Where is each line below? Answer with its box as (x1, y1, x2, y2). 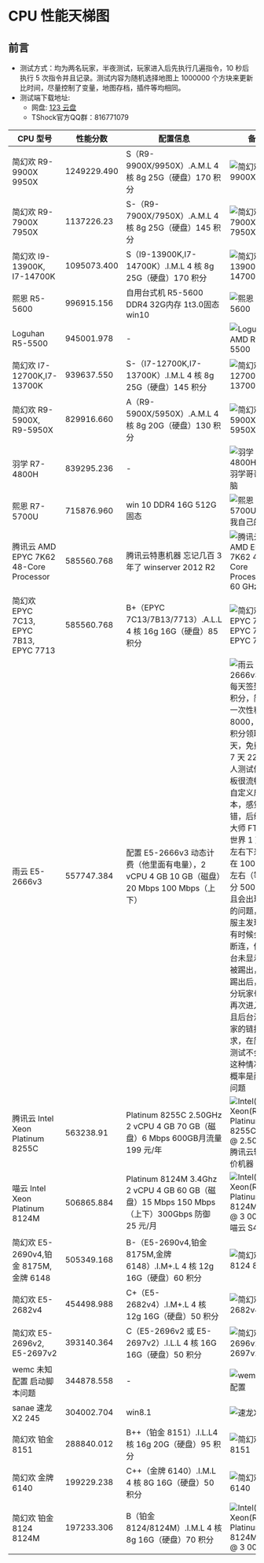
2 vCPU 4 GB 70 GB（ (126, 1121, 208, 1132)
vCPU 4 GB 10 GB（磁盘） (126, 871, 221, 882)
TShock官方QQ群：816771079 (31, 113, 130, 122)
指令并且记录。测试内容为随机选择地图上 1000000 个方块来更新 (48, 73, 254, 83)
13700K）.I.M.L (126, 370, 185, 380)
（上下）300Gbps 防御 (126, 1209, 211, 1219)
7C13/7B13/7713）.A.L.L (126, 614, 222, 624)
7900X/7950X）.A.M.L (126, 210, 212, 221)
